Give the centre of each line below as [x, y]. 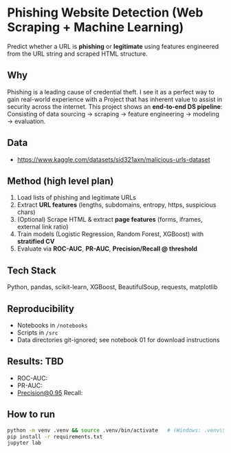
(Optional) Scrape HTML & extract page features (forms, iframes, [110, 220]
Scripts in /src [37, 333]
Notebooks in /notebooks [52, 325]
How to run [31, 414]
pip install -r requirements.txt [55, 436]
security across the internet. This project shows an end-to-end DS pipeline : [115, 106]
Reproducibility [41, 309]
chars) [26, 212]
